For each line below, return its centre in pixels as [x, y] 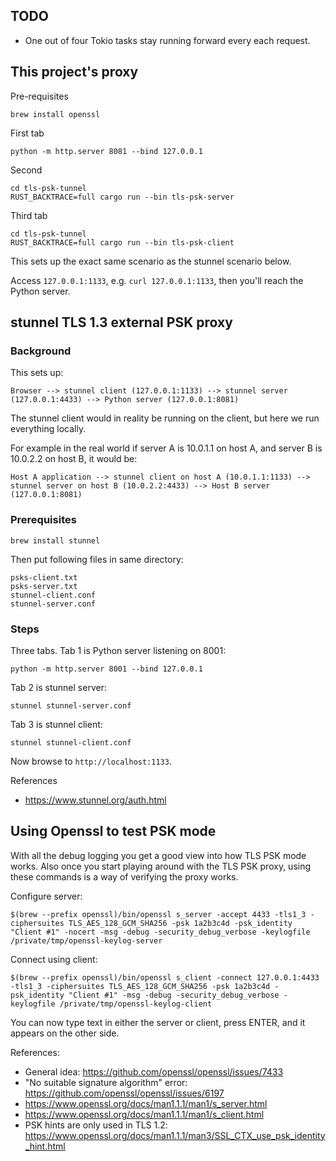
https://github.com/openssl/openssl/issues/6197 [124, 1093]
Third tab [29, 215]
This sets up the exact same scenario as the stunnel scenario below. [151, 261]
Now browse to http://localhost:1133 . [91, 761]
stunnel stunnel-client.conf [71, 742]
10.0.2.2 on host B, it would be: [74, 459]
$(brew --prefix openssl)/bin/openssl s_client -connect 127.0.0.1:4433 [165, 977]
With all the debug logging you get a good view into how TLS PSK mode [158, 855]
